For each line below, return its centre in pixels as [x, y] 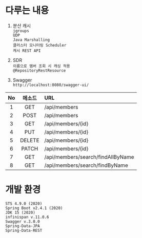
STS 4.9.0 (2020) [24, 203]
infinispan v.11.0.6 [27, 217]
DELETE [30, 140]
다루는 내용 [27, 10]
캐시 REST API [27, 51]
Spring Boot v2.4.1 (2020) [34, 208]
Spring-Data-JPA [23, 226]
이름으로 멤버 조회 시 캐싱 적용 [41, 66]
